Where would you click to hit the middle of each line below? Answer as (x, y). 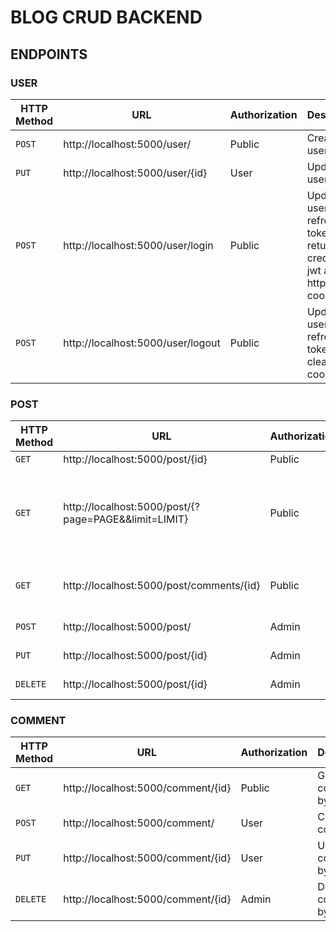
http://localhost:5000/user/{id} (135, 173)
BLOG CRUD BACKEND (106, 17)
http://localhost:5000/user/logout (142, 343)
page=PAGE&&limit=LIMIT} (126, 519)
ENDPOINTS (49, 54)
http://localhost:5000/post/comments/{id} (162, 586)
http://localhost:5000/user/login (138, 245)
